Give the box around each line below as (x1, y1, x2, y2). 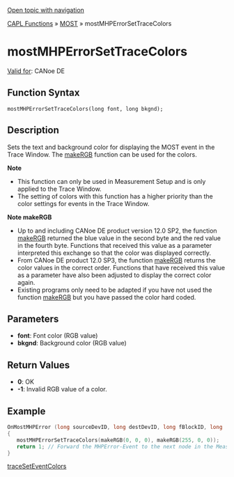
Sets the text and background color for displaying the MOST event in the (7, 143, 215, 151)
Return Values (7, 359, 70, 371)
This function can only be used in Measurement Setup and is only (17, 177, 206, 185)
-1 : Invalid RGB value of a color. (17, 385, 108, 393)
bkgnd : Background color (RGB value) (17, 339, 127, 347)
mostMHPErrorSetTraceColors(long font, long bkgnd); (7, 105, 164, 112)
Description (7, 125, 59, 136)
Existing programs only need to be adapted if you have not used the (17, 286, 212, 294)
